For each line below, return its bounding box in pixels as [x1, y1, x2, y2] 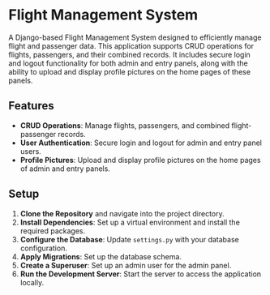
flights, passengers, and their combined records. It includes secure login [8, 49, 251, 59]
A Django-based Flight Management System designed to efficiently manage [8, 32, 262, 42]
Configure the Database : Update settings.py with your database [19, 234, 239, 244]
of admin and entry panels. [19, 164, 111, 173]
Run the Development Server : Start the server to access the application [19, 269, 262, 279]
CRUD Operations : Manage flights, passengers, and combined [19, 120, 230, 130]
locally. [19, 277, 45, 287]
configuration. [19, 243, 67, 253]
